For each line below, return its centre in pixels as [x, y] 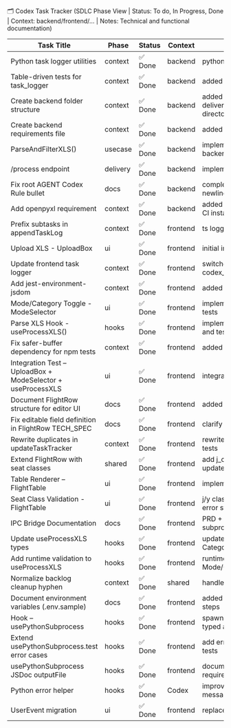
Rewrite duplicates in [44, 439]
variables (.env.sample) [48, 607]
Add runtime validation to [51, 558]
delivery [117, 169]
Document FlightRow [44, 400]
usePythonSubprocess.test [54, 646]
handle [213, 583]
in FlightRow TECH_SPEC [51, 428]
